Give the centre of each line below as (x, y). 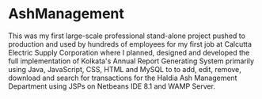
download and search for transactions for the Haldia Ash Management (123, 78)
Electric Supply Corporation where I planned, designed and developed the (129, 52)
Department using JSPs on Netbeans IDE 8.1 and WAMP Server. (112, 86)
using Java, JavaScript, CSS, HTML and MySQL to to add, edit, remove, (125, 69)
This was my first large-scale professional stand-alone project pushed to (127, 36)
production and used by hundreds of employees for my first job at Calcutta (130, 44)
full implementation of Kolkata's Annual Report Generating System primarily (131, 61)
